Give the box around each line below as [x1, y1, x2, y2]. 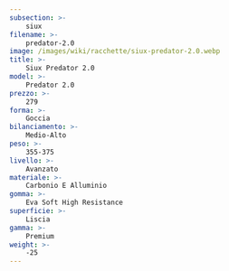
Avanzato [25, 164, 59, 173]
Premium [25, 231, 54, 240]
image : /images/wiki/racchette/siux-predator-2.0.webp [9, 47, 221, 56]
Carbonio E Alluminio [25, 182, 107, 191]
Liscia [25, 214, 51, 224]
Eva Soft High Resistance [25, 198, 124, 208]
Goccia [25, 114, 51, 123]
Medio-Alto [25, 131, 67, 140]
